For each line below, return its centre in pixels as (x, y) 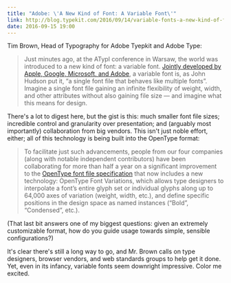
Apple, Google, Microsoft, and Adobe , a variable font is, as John (114, 74)
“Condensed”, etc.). (52, 210)
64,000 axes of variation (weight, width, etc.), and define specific (117, 196)
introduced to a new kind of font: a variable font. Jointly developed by (122, 67)
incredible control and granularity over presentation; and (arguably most (109, 124)
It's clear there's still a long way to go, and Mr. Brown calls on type (101, 251)
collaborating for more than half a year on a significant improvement (120, 167)
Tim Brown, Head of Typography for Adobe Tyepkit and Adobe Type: (104, 46)
